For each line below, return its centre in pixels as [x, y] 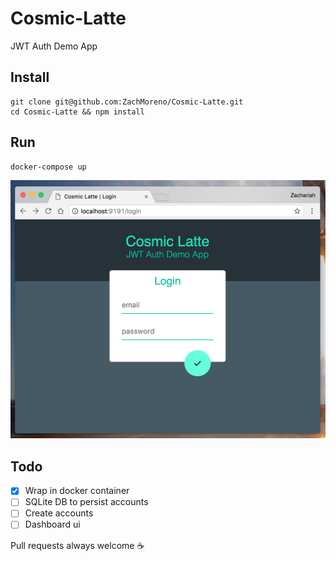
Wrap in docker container [77, 491]
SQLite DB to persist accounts [86, 502]
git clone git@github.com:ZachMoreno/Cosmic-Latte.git [127, 102]
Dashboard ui [52, 524]
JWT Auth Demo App [54, 46]
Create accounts [59, 513]
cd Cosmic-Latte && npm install [77, 112]
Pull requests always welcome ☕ [77, 545]
